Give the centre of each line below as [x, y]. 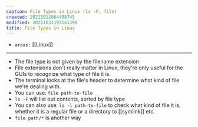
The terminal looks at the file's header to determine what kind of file [97, 81]
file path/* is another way [48, 118]
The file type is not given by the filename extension [77, 62]
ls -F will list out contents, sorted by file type [70, 99]
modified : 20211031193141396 [42, 22]
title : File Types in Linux [41, 28]
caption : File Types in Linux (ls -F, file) [62, 11]
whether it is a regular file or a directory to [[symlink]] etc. [85, 112]
